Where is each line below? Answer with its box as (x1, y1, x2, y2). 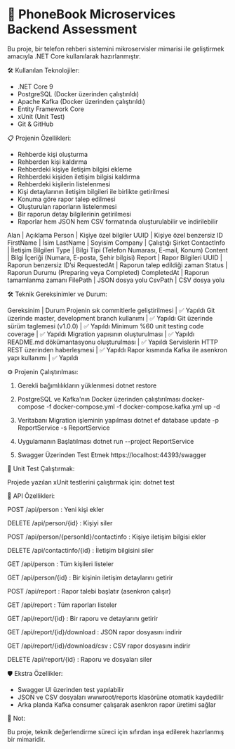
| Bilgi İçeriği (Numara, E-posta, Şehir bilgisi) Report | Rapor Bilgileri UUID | (7, 253, 223, 262)
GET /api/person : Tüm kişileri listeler (7, 559, 114, 568)
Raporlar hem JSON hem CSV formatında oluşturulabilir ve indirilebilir (17, 217, 218, 226)
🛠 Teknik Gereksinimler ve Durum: (7, 290, 107, 298)
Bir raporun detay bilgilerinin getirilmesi (17, 210, 131, 218)
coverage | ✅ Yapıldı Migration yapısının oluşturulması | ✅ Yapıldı (7, 330, 195, 338)
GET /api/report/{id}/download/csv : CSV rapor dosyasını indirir (7, 641, 191, 650)
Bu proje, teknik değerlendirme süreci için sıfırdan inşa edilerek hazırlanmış (7, 727, 224, 736)
